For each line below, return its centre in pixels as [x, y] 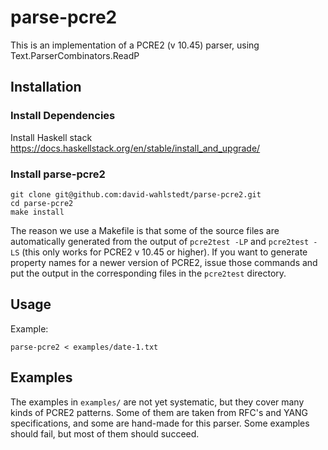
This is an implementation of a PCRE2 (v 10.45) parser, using [135, 45]
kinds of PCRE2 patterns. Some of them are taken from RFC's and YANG [159, 412]
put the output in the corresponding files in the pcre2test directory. [148, 273]
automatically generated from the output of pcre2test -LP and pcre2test [160, 241]
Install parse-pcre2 [58, 174]
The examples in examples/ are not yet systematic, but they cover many [157, 402]
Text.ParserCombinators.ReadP [75, 55]
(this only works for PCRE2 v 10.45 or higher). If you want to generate [164, 252]
